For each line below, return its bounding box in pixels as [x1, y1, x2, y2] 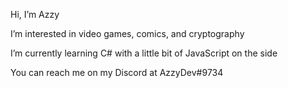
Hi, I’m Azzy [10, 9, 60, 20]
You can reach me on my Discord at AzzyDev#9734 [10, 67, 224, 78]
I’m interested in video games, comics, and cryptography [10, 28, 245, 39]
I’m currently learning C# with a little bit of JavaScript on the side [10, 47, 278, 59]
